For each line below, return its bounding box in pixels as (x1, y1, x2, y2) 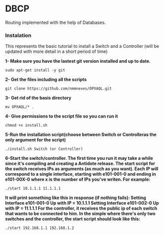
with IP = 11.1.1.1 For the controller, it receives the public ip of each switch (5, 205, 158, 212)
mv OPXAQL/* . (5, 105, 35, 110)
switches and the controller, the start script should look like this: (5, 216, 140, 222)
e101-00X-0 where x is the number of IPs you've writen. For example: (5, 176, 151, 182)
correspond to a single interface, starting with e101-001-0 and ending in (5, 171, 156, 177)
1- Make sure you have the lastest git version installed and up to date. (5, 58, 151, 64)
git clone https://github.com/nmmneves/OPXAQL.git (5, 86, 112, 91)
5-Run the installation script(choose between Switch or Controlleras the (5, 131, 157, 137)
